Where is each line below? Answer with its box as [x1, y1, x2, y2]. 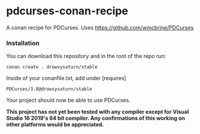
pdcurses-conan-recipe [6, 4, 129, 18]
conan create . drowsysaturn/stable [6, 64, 98, 70]
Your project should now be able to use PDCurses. [6, 97, 131, 104]
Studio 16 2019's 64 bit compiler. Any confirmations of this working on [6, 115, 186, 122]
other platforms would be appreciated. [6, 121, 104, 128]
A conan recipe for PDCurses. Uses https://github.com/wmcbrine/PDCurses [6, 24, 194, 31]
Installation [6, 39, 40, 47]
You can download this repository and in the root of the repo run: [6, 53, 166, 60]
